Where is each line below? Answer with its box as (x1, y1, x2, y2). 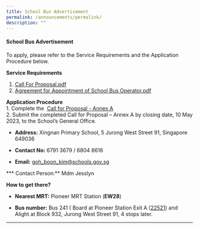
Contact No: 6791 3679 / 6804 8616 (14, 147, 104, 154)
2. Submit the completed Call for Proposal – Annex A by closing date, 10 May (6, 111, 193, 118)
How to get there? (6, 181, 52, 188)
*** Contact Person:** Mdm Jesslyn (6, 170, 95, 177)
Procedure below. (6, 58, 49, 65)
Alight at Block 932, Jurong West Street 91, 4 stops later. (14, 210, 153, 217)
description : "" (6, 20, 46, 26)
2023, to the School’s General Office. (6, 117, 97, 125)
